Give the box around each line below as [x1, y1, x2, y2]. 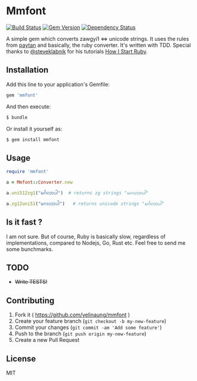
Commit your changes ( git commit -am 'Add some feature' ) [14, 324, 162, 331]
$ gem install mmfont [6, 136, 60, 143]
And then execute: [6, 103, 51, 110]
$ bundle [6, 114, 28, 120]
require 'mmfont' [6, 169, 49, 175]
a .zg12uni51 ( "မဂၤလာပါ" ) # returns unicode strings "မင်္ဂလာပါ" [6, 200, 165, 207]
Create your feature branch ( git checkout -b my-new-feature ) [14, 318, 167, 325]
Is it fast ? [6, 217, 43, 228]
